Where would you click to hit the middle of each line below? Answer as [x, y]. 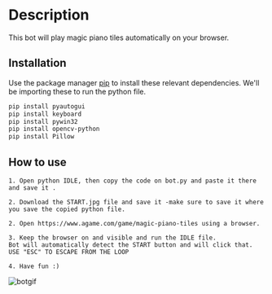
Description [49, 15]
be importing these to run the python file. [77, 91]
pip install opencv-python [54, 129]
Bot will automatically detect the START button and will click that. [131, 245]
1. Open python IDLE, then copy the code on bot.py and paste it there [132, 181]
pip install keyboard [45, 114]
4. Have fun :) [34, 266]
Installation [37, 63]
